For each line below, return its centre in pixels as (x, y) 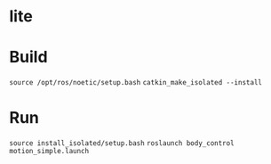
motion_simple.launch (49, 152)
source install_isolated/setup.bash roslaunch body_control (122, 143)
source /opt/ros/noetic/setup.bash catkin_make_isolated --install (135, 83)
